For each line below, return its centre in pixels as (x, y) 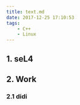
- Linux (27, 34)
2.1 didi (17, 96)
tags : (13, 23)
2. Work (22, 79)
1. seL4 (20, 59)
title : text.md (25, 12)
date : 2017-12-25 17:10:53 (40, 17)
